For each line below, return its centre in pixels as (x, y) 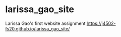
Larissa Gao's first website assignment (45, 23)
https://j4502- (101, 23)
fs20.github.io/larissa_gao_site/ (38, 28)
